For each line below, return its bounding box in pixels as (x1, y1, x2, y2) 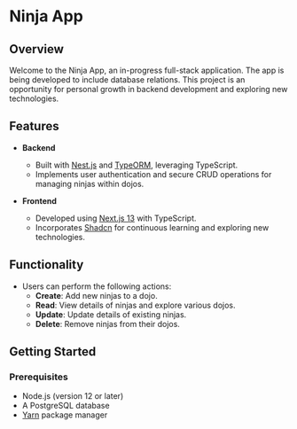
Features (9, 119, 59, 134)
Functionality (9, 257, 84, 272)
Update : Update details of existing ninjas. (35, 308, 187, 320)
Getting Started (9, 344, 97, 360)
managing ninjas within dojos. (35, 178, 145, 189)
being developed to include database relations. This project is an (9, 74, 246, 85)
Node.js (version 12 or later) (21, 391, 124, 402)
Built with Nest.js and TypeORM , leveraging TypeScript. (35, 160, 238, 170)
